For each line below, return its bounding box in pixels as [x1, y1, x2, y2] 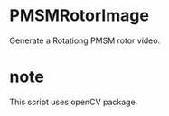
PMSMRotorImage [9, 5, 149, 26]
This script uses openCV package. [9, 96, 138, 107]
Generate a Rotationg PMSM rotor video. [9, 35, 161, 46]
